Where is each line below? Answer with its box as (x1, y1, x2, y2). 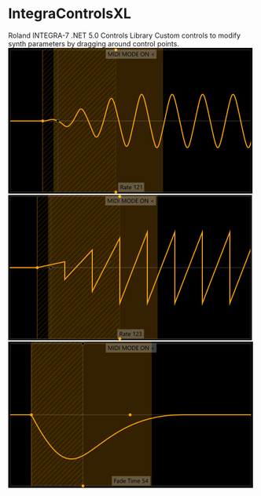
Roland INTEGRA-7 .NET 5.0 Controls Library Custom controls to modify (8, 31, 241, 40)
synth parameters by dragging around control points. (8, 38, 179, 48)
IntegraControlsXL (8, 5, 132, 23)
